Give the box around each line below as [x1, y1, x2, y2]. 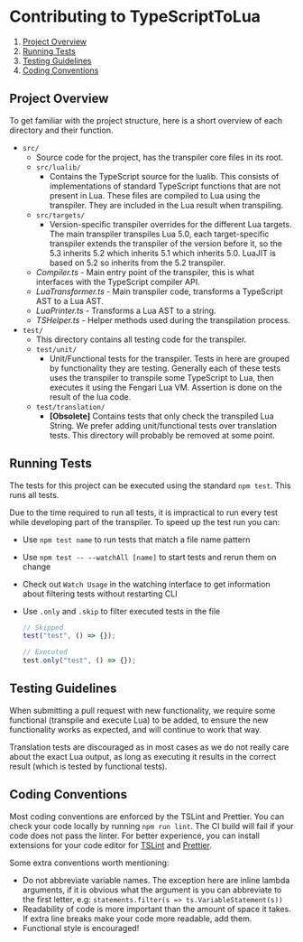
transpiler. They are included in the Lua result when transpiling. [49, 199, 284, 210]
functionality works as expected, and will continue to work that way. [9, 724, 262, 734]
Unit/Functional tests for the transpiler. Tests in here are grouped [49, 353, 290, 364]
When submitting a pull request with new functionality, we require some [9, 705, 276, 716]
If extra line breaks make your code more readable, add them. [22, 913, 252, 924]
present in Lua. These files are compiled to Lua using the [49, 189, 261, 200]
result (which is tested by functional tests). [9, 761, 168, 771]
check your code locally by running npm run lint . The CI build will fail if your [9, 820, 294, 831]
